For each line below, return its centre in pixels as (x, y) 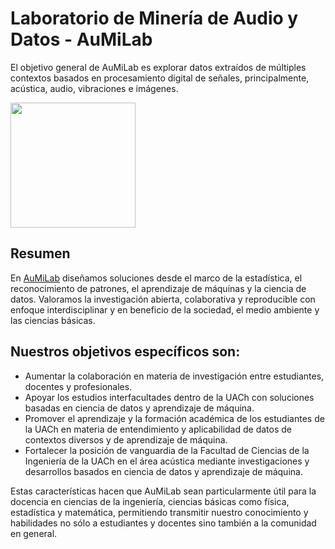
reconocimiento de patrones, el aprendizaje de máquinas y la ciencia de (158, 288)
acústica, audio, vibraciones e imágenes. (94, 88)
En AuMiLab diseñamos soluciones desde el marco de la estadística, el (156, 278)
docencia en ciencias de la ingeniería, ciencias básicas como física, (150, 501)
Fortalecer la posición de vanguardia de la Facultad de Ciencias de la (167, 450)
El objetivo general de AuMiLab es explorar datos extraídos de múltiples (158, 67)
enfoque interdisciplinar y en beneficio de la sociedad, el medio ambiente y (165, 309)
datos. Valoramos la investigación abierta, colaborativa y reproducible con (163, 299)
